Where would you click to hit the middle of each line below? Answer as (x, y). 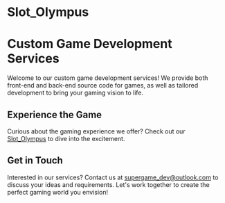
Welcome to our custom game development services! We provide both (108, 78)
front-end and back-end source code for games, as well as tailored (103, 86)
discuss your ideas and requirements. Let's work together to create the (108, 184)
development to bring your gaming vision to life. (75, 93)
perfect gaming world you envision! (58, 192)
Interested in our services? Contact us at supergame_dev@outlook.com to (113, 177)
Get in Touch (35, 161)
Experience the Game (55, 114)
